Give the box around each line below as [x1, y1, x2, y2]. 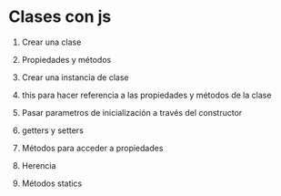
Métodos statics [21, 178, 83, 189]
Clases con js [8, 6, 112, 27]
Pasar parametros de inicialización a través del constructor [21, 107, 243, 118]
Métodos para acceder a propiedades [21, 142, 164, 153]
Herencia [21, 160, 56, 170]
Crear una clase [21, 36, 82, 47]
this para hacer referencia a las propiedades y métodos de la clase [21, 89, 272, 100]
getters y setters [21, 125, 84, 136]
